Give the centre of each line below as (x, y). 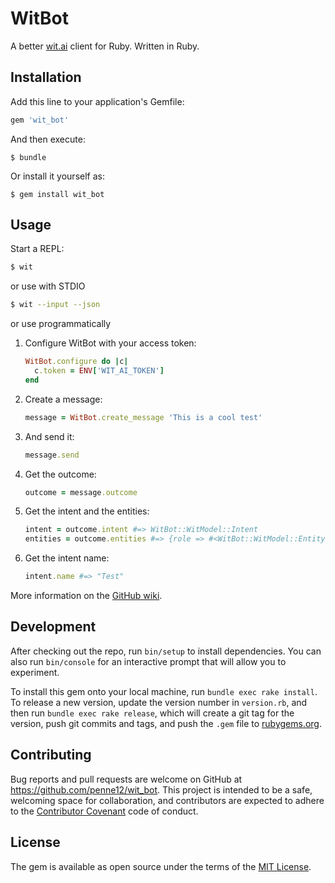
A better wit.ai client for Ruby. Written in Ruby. (105, 46)
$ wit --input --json (55, 305)
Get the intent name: (67, 558)
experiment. (35, 672)
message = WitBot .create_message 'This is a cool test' (143, 417)
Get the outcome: (60, 474)
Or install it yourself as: (57, 176)
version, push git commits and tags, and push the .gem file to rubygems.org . (166, 723)
